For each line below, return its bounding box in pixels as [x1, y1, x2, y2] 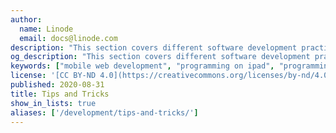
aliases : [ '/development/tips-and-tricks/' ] [10, 107, 199, 118]
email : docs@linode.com [19, 33, 118, 43]
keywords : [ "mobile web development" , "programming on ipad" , [10, 61, 275, 71]
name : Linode [19, 24, 74, 34]
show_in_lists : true [10, 98, 97, 108]
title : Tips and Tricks [10, 89, 110, 99]
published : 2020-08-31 [10, 80, 105, 90]
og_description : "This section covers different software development [10, 52, 311, 62]
